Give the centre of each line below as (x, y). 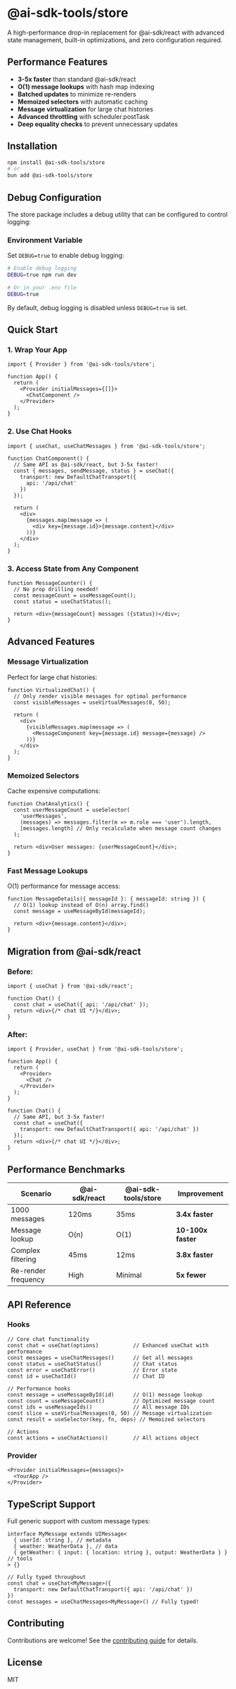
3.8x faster (195, 1255)
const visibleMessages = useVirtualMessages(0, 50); (92, 703)
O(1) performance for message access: (64, 886)
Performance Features (58, 62)
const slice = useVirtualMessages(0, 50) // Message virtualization (110, 1413)
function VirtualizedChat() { (52, 690)
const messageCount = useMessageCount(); (75, 596)
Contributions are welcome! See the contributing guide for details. (103, 1640)
